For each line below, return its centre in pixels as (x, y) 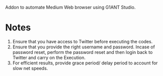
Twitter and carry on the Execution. (49, 57)
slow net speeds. (30, 68)
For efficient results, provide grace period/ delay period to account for (85, 63)
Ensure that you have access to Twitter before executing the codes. (83, 41)
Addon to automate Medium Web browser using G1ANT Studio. (70, 7)
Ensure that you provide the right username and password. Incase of (84, 47)
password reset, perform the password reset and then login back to (83, 52)
